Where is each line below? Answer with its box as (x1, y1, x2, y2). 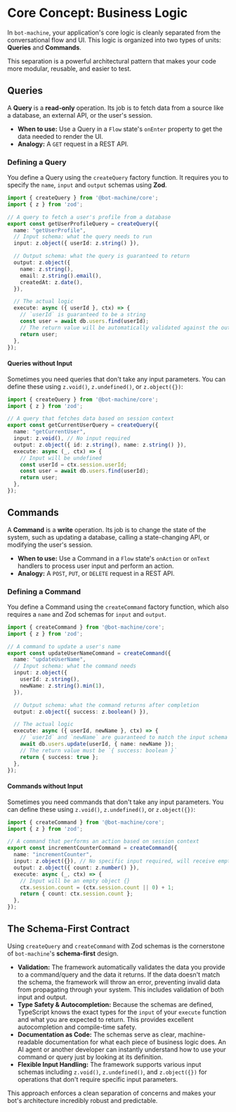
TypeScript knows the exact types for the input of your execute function (17, 1008, 227, 1016)
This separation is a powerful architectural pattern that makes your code (7, 56, 216, 65)
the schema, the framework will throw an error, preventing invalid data (17, 977, 221, 986)
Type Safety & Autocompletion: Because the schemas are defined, (17, 1000, 214, 1008)
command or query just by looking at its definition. (17, 1052, 164, 1061)
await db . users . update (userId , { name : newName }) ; (20, 741, 174, 748)
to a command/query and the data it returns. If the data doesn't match (17, 970, 220, 979)
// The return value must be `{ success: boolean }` (20, 747, 178, 754)
